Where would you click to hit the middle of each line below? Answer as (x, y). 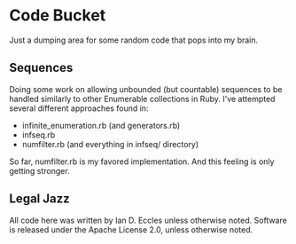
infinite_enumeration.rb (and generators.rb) (101, 125)
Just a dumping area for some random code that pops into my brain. (134, 40)
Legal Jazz (40, 199)
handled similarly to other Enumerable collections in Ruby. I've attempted (142, 98)
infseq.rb (39, 135)
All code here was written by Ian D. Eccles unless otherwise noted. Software (148, 220)
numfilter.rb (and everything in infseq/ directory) (110, 144)
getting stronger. (39, 170)
